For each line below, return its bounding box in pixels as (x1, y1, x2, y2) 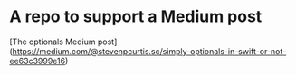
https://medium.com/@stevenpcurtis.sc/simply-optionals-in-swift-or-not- (12, 45, 287, 56)
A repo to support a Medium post (9, 6, 263, 27)
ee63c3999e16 (9, 55, 66, 66)
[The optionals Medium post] (9, 36, 118, 47)
